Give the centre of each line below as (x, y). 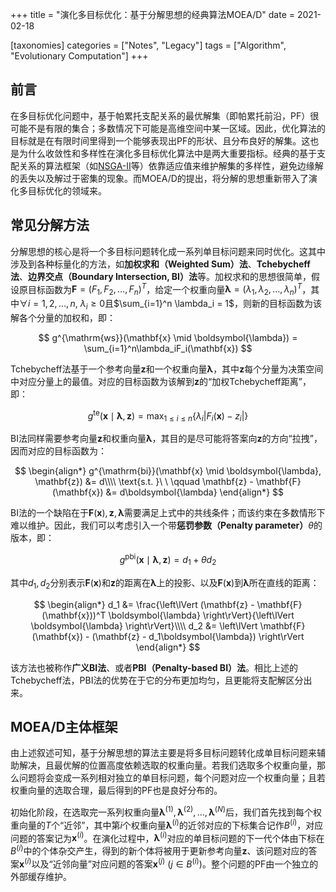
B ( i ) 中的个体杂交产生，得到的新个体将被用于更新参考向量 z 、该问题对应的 (159, 850)
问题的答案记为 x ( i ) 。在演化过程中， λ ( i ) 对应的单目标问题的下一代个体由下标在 (167, 837)
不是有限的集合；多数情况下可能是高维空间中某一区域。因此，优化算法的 (176, 128)
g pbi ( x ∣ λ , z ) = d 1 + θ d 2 (168, 560)
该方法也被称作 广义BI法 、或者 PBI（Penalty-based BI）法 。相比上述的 (154, 667)
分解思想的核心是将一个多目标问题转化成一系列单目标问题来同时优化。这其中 (168, 251)
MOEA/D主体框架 (64, 726)
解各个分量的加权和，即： (63, 317)
